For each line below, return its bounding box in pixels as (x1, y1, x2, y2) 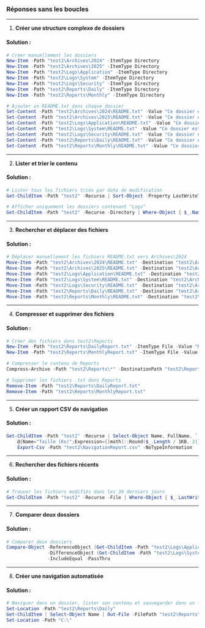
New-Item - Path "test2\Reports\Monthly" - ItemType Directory (6, 92, 165, 98)
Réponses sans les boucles (6, 5, 89, 13)
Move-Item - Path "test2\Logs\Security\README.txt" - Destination (6, 282, 173, 289)
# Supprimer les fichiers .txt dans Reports (6, 377, 121, 383)
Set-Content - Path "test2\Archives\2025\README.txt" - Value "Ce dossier (6, 114, 195, 120)
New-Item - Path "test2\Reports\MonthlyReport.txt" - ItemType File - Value (6, 349, 198, 356)
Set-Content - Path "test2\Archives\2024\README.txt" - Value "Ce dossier (6, 109, 195, 115)
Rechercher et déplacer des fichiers (15, 226, 109, 234)
